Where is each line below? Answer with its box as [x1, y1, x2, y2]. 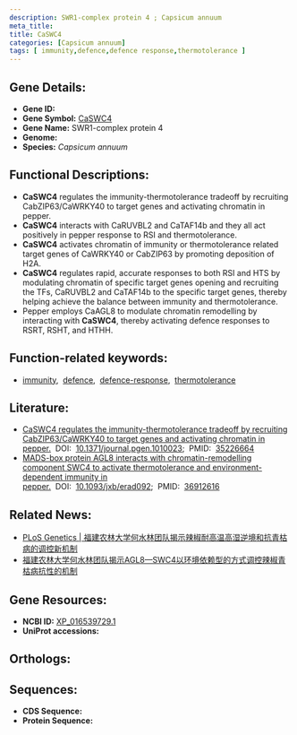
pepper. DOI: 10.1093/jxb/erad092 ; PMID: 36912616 [21, 481, 220, 492]
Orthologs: [9, 652, 72, 667]
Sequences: [9, 682, 78, 697]
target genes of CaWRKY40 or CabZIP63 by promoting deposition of [21, 248, 275, 259]
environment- [212, 463, 262, 473]
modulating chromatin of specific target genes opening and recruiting [21, 277, 279, 288]
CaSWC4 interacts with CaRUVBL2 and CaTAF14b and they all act [21, 220, 266, 230]
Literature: [9, 400, 70, 415]
